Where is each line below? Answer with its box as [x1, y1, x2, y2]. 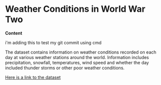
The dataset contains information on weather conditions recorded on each [5, 49, 157, 55]
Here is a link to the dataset [5, 74, 61, 80]
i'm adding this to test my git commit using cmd [5, 39, 102, 45]
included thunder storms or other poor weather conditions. [5, 65, 125, 71]
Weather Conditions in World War [5, 3, 146, 15]
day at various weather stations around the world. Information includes [5, 54, 149, 60]
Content [5, 30, 22, 36]
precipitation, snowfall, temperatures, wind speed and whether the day [5, 59, 149, 65]
